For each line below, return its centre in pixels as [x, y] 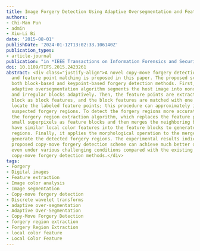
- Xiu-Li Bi [21, 34]
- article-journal [29, 56]
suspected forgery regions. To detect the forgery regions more [93, 111]
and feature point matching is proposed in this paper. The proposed [99, 78]
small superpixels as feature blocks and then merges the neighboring [101, 123]
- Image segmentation [33, 189]
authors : [17, 17]
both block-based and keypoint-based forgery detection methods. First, [104, 84]
